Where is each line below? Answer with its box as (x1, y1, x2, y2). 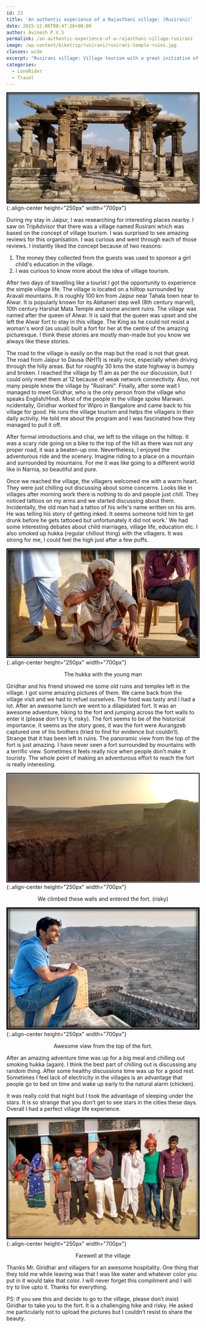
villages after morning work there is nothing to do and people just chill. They (6, 490, 199, 498)
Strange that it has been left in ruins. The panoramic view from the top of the (6, 735, 200, 742)
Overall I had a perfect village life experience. (6, 1105, 121, 1112)
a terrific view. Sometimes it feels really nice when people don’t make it (6, 748, 186, 755)
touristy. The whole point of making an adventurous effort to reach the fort (6, 754, 194, 761)
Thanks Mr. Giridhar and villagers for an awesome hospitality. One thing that (6, 1264, 199, 1271)
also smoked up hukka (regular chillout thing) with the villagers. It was (6, 529, 183, 536)
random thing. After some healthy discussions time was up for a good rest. (6, 1067, 195, 1074)
